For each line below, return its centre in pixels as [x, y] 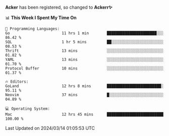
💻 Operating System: [28, 109]
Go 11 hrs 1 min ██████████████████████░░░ [84, 33]
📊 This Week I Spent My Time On [41, 18]
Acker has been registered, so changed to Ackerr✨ [59, 7]
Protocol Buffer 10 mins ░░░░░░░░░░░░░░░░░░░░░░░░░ [84, 69]
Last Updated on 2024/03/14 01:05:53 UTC [50, 128]
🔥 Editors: [17, 82]
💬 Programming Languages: [32, 29]
